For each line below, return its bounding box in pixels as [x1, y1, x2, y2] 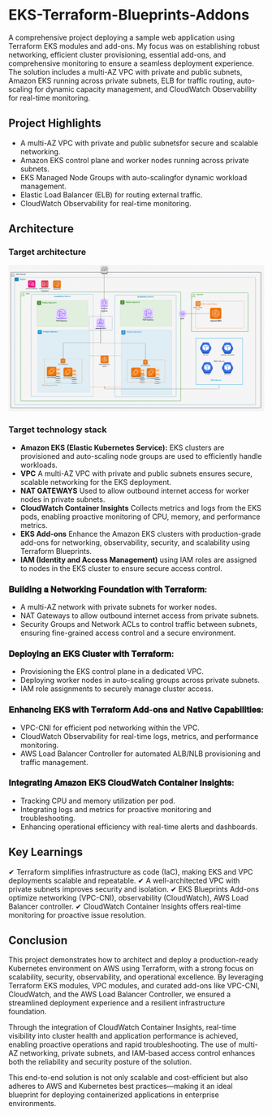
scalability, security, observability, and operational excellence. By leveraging [8, 972, 264, 982]
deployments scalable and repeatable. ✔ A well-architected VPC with [8, 875, 240, 885]
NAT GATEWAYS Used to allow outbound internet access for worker [19, 486, 250, 495]
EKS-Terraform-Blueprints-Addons [8, 6, 250, 24]
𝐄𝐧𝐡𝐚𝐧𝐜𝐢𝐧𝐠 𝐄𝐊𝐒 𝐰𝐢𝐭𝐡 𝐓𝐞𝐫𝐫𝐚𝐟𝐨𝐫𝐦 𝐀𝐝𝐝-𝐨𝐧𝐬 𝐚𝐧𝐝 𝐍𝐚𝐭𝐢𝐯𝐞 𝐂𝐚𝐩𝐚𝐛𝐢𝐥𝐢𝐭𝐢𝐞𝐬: [8, 704, 264, 715]
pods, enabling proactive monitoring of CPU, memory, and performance [19, 512, 261, 521]
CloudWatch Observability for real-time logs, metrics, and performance [19, 731, 259, 741]
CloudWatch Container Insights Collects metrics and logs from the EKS [19, 503, 261, 512]
